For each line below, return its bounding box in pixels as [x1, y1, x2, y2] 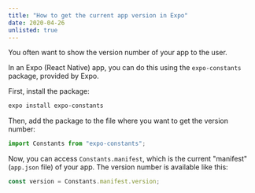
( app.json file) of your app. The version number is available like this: [8, 162, 228, 172]
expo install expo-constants [8, 102, 104, 110]
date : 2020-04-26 [8, 19, 65, 27]
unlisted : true [8, 26, 58, 34]
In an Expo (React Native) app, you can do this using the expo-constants [8, 63, 242, 72]
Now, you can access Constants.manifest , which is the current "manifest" [8, 154, 248, 164]
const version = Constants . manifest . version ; [8, 178, 160, 186]
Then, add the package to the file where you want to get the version [8, 116, 229, 126]
